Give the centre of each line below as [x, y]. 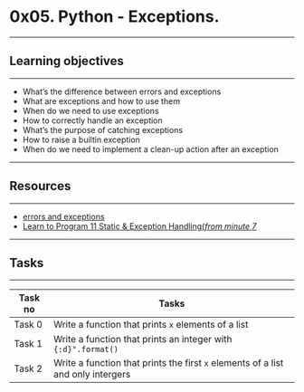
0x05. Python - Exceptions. [114, 17]
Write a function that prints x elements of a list [151, 325]
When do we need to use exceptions [91, 110]
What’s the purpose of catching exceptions [103, 129]
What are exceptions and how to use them [101, 100]
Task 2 [28, 368]
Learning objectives [67, 61]
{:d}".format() [86, 349]
